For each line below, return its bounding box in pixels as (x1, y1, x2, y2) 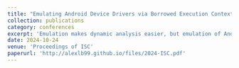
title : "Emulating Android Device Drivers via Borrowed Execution (7, 10, 208, 18)
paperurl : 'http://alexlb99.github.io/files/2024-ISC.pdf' (7, 50, 186, 57)
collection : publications (7, 17, 84, 24)
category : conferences (7, 23, 75, 30)
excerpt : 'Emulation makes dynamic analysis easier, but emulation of (7, 30, 221, 38)
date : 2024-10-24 (7, 37, 59, 44)
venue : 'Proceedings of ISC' (7, 43, 94, 50)
